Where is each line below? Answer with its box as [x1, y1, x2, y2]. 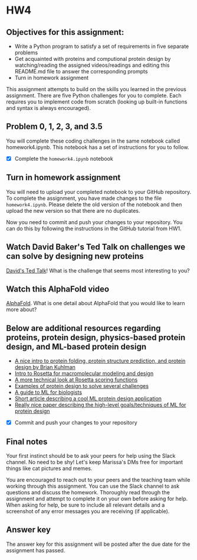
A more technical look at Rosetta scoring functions [14, 376, 138, 383]
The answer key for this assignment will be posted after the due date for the [6, 540, 191, 548]
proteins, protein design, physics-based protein [6, 332, 186, 342]
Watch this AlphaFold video [6, 284, 110, 294]
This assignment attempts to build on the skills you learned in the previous [6, 86, 187, 92]
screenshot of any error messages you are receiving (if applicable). [6, 508, 170, 514]
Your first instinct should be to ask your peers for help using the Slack [6, 452, 176, 459]
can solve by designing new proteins [6, 251, 144, 261]
